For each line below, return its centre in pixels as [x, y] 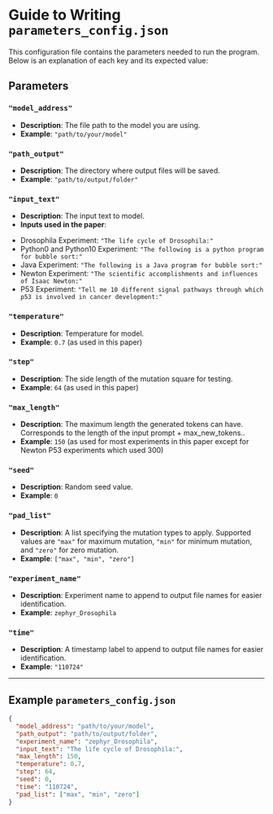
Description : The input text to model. [82, 216]
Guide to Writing [65, 15]
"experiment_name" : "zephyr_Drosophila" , [87, 741]
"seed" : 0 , [34, 780]
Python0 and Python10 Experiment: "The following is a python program [142, 249]
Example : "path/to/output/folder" [79, 179]
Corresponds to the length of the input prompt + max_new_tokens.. [132, 433]
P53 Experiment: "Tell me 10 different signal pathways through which [142, 289]
